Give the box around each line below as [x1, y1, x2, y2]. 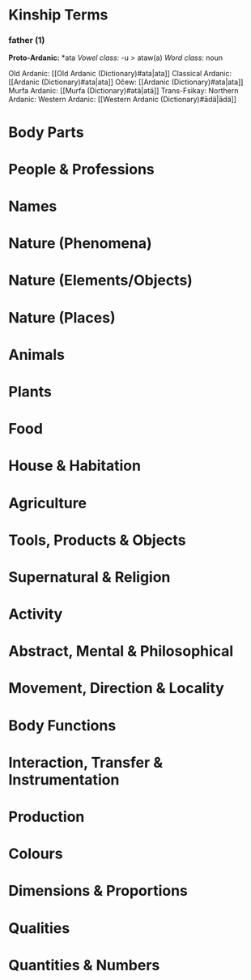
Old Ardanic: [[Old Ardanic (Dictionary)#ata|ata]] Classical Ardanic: [8, 69, 232, 79]
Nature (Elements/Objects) [8, 272, 193, 289]
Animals [8, 345, 66, 364]
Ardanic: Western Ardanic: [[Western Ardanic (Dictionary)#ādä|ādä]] [8, 95, 237, 105]
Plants [8, 383, 53, 400]
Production [8, 808, 85, 826]
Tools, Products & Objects [8, 531, 186, 549]
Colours [8, 845, 63, 863]
